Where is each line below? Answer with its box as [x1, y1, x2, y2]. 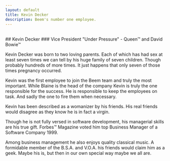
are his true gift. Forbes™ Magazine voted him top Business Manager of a [5, 124, 158, 130]
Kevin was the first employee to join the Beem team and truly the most [5, 77, 152, 84]
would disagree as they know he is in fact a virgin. [5, 109, 110, 115]
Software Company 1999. [5, 130, 58, 136]
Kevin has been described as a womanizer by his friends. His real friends [5, 104, 158, 110]
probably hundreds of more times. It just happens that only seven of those [5, 62, 160, 69]
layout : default [5, 7, 40, 13]
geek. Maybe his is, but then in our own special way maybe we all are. [5, 150, 152, 156]
